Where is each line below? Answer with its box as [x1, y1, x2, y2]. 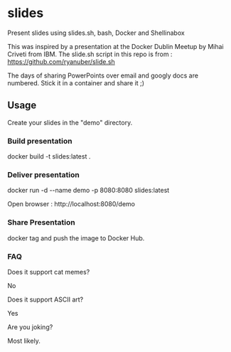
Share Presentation [7, 218, 76, 228]
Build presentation [7, 136, 72, 146]
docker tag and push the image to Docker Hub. [7, 233, 145, 242]
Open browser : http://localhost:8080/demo [7, 200, 135, 208]
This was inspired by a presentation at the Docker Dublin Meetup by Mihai [7, 42, 224, 50]
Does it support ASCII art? [7, 295, 84, 304]
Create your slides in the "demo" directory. [7, 118, 133, 127]
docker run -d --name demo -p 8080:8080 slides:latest [7, 186, 170, 195]
